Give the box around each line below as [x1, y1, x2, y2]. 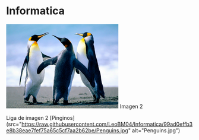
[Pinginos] [49, 114, 75, 121]
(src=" [6, 120, 22, 128]
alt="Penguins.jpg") [131, 126, 181, 134]
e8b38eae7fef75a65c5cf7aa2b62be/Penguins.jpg [6, 126, 129, 134]
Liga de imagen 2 [6, 114, 49, 121]
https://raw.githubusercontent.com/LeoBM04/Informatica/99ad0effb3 [21, 120, 193, 128]
